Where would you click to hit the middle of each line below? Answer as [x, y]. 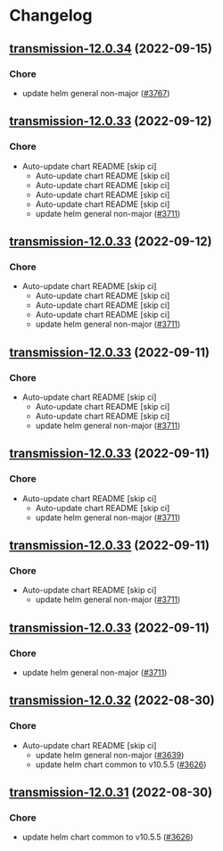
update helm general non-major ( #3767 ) [96, 93]
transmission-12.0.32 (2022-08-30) [112, 701]
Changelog [51, 16]
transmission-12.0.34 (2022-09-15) [111, 49]
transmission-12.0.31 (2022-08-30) [111, 793]
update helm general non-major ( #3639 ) [110, 755]
